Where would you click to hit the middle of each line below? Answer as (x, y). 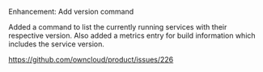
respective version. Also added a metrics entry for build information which (132, 36)
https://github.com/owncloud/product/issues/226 (91, 60)
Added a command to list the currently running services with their (118, 27)
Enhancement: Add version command (71, 12)
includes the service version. (57, 44)
